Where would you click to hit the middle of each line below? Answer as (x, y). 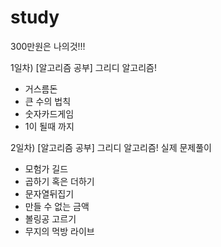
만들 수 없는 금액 (57, 206)
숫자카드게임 (49, 113)
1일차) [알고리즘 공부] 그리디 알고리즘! (83, 67)
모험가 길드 (46, 168)
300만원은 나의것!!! (48, 46)
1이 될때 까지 (49, 126)
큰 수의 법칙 (48, 101)
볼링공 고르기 (50, 218)
